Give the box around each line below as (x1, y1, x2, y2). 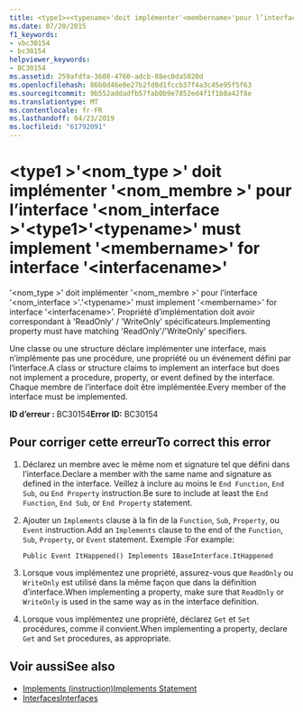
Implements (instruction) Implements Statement (22, 683, 197, 694)
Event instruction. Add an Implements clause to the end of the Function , (22, 524, 284, 535)
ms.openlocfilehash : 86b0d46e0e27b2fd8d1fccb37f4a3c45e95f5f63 (9, 80, 252, 89)
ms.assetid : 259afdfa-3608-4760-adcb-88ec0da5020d (9, 72, 204, 81)
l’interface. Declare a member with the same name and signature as (22, 468, 272, 479)
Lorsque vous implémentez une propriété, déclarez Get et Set (22, 614, 251, 624)
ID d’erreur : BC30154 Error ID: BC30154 (9, 408, 159, 419)
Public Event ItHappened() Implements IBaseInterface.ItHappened (22, 551, 273, 560)
